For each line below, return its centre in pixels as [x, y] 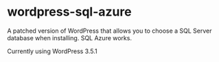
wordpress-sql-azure [69, 12]
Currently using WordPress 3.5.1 [52, 51]
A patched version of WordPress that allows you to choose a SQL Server [109, 31]
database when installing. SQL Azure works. [70, 37]
